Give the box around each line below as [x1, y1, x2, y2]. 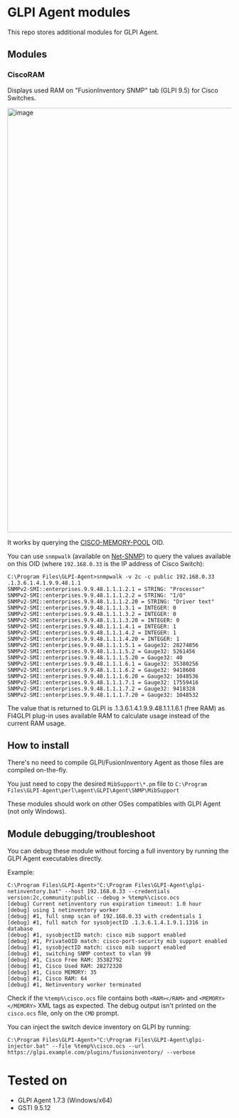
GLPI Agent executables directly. [7, 854, 103, 863]
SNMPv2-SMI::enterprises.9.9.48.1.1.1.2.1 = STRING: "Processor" [7, 585, 205, 592]
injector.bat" [7, 1043, 50, 1050]
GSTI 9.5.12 [17, 1104, 51, 1112]
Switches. [7, 93, 37, 102]
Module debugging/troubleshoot [7, 828, 156, 840]
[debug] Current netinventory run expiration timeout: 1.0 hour [7, 900, 202, 907]
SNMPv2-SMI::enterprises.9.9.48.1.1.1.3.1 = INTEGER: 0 [7, 604, 176, 612]
